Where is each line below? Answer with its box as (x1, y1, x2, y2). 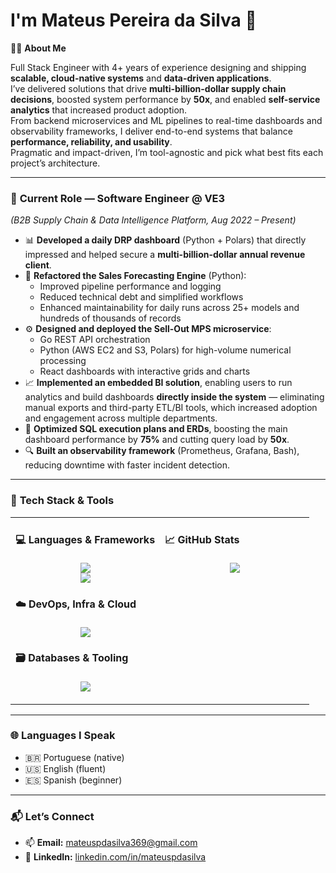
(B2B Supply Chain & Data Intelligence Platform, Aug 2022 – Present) (10, 214, 297, 226)
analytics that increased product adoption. (10, 104, 188, 116)
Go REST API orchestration (39, 334, 151, 346)
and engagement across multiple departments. (24, 412, 218, 424)
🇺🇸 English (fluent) (24, 762, 107, 774)
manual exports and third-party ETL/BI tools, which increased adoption (24, 402, 318, 414)
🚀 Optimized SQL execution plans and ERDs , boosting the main (24, 423, 288, 435)
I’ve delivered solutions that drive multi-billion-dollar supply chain (10, 82, 287, 94)
